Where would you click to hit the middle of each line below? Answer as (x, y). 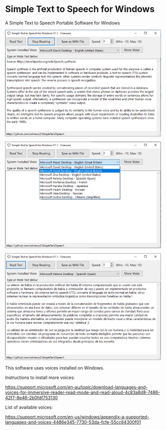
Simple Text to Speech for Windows (80, 9)
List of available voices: (29, 407)
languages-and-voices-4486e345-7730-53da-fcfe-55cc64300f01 (73, 422)
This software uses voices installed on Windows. (55, 368)
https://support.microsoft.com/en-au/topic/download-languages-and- (77, 387)
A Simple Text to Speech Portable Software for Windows (62, 23)
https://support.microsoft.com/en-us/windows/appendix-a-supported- (77, 417)
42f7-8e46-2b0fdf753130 (32, 397)
